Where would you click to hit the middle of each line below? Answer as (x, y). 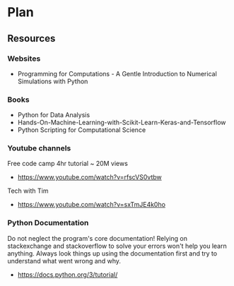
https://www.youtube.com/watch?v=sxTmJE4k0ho (92, 205)
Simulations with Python (53, 81)
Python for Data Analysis (54, 115)
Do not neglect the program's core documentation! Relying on (97, 238)
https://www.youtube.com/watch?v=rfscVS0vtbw (89, 177)
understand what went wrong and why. (64, 261)
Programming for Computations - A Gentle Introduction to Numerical (117, 73)
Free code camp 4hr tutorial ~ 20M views (68, 164)
